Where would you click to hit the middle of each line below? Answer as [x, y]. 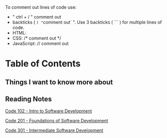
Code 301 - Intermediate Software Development [54, 130]
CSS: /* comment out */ [37, 38]
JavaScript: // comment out [40, 43]
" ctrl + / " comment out [37, 17]
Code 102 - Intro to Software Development [49, 111]
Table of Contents [43, 64]
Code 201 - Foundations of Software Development [57, 121]
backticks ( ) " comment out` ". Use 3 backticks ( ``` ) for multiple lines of [87, 22]
